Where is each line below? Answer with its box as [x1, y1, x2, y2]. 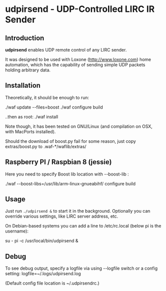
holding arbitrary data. [5, 67, 51, 73]
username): [5, 228, 29, 234]
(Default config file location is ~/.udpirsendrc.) [5, 280, 100, 286]
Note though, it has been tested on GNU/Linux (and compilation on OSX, [5, 123, 153, 129]
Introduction [5, 34, 45, 42]
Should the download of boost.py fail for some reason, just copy [5, 138, 136, 144]
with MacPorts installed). [5, 128, 56, 134]
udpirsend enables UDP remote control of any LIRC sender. [5, 47, 127, 53]
